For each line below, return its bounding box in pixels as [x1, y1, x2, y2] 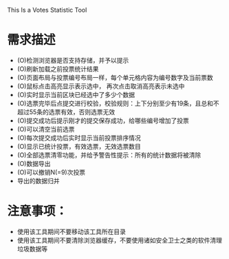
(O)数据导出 [17, 159, 51, 167]
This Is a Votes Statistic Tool [7, 6, 87, 14]
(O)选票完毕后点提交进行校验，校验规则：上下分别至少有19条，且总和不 [17, 99, 220, 107]
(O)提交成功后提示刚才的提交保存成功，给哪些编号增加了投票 [17, 116, 189, 125]
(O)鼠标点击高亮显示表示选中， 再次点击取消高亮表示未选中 [17, 82, 185, 90]
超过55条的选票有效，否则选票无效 [17, 107, 116, 116]
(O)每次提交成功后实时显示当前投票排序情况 [17, 134, 141, 142]
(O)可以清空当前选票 [17, 125, 75, 133]
